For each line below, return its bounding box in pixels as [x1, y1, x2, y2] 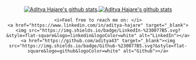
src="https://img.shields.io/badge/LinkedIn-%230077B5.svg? [29, 27, 181, 34]
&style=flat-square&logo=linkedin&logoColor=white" [6, 32, 137, 38]
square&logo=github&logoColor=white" [27, 48, 121, 54]
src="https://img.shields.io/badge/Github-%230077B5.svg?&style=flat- [9, 43, 187, 49]
